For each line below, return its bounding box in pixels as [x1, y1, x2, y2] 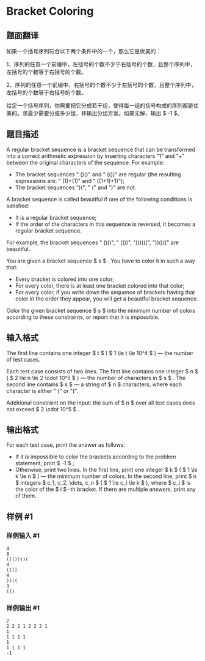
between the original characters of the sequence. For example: [6, 159, 165, 166]
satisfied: [6, 202, 29, 209]
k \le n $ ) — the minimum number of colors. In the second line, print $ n [15, 472, 197, 480]
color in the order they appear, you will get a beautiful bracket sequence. [15, 295, 198, 302]
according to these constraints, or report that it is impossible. [6, 313, 160, 321]
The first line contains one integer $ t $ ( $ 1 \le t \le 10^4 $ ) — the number [6, 349, 194, 356]
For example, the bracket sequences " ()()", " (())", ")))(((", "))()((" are [6, 239, 179, 246]
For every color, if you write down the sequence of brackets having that [15, 288, 195, 296]
